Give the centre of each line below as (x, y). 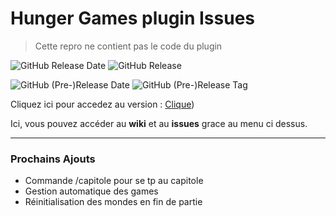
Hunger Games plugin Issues (133, 18)
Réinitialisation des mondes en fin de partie (113, 202)
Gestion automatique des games (91, 191)
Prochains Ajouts (53, 159)
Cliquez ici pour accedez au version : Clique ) (102, 104)
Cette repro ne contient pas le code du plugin (128, 46)
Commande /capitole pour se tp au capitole (114, 181)
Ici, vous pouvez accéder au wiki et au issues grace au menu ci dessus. (159, 123)
